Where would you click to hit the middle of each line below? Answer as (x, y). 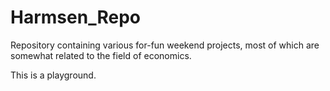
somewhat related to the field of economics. (101, 55)
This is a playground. (53, 75)
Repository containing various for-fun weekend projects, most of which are (165, 45)
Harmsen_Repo (75, 17)
